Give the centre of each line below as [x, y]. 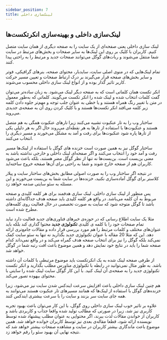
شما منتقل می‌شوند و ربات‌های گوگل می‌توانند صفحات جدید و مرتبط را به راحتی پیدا [82, 57]
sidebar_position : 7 [27, 10]
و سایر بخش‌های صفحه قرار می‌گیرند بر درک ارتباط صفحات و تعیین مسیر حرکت [79, 77]
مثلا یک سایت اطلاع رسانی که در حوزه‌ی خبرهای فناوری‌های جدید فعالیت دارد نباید [80, 219]
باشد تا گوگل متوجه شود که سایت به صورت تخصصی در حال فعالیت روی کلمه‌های [80, 204]
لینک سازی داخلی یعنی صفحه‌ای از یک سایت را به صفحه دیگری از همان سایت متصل [82, 46]
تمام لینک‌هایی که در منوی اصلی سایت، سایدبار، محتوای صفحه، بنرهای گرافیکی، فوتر [83, 72]
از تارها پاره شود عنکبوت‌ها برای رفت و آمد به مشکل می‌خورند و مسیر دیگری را [78, 133]
